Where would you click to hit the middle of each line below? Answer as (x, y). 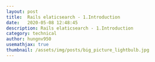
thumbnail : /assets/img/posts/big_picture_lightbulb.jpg (78, 50)
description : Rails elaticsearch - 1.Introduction (70, 28)
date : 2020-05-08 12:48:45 (42, 22)
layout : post (22, 12)
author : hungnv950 (29, 39)
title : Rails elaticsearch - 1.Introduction (63, 17)
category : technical (32, 34)
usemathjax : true (28, 45)
